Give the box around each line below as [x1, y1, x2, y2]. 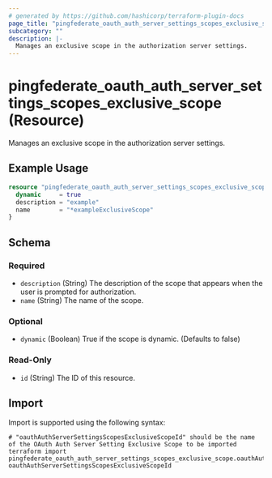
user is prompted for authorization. [19, 287, 137, 297]
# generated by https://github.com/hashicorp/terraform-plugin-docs [8, 11, 244, 20]
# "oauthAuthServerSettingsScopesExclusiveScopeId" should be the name [8, 433, 255, 442]
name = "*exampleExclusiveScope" [15, 206, 154, 214]
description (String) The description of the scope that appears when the [19, 278, 263, 288]
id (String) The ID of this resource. [19, 373, 136, 382]
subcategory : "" [8, 27, 63, 35]
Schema [8, 236, 51, 250]
